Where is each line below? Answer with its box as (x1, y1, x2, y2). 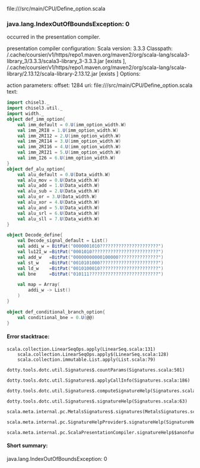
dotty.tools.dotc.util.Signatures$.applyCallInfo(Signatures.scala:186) (7, 377, 191, 383)
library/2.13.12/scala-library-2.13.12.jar (7, 70, 98, 77)
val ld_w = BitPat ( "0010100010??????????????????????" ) (17, 265, 164, 272)
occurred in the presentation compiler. (7, 33, 100, 40)
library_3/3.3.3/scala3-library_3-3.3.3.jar (7, 58, 104, 65)
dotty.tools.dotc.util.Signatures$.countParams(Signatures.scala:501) (7, 367, 185, 373)
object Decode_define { (7, 232, 63, 238)
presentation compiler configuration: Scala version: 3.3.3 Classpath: (7, 45, 173, 52)
